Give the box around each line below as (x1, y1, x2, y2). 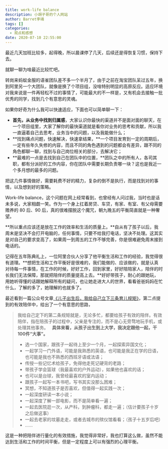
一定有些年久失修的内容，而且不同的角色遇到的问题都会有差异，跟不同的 (12, 142, 161, 148)
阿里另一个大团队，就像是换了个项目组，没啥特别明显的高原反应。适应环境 (9, 83, 163, 89)
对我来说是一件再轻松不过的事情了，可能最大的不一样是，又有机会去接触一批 (5, 89, 163, 95)
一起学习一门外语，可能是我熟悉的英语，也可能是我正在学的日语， (24, 347, 161, 353)
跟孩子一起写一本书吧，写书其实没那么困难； (24, 378, 117, 385)
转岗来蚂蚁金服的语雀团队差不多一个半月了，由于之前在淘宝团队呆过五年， (5, 77, 158, 83)
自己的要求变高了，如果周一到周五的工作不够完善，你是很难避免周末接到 (13, 236, 163, 242)
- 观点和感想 (9, 30, 33, 35)
